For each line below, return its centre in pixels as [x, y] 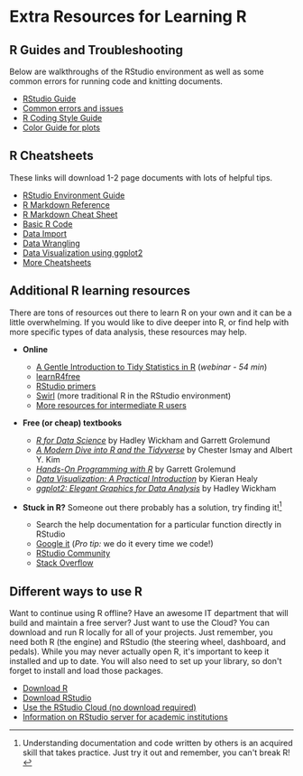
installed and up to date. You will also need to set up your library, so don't [146, 661]
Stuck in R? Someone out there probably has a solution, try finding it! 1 [152, 506]
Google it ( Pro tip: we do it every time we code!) [124, 544]
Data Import [45, 233]
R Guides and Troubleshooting [96, 50]
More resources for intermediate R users [111, 405]
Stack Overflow [64, 563]
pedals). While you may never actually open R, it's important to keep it [139, 651]
